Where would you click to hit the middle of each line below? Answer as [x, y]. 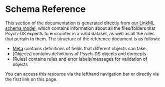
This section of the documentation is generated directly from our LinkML [80, 23]
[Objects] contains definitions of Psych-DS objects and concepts [79, 54]
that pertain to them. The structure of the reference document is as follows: [83, 39]
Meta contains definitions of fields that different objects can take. [80, 48]
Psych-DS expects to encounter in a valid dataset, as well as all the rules [80, 33]
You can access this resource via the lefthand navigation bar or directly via [82, 74]
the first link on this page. [31, 79]
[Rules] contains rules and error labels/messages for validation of [80, 59]
